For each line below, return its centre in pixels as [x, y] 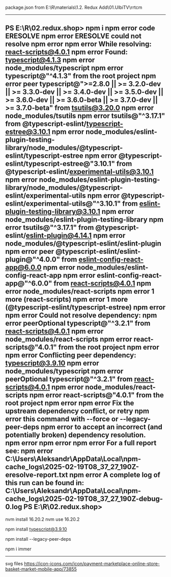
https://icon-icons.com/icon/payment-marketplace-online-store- [92, 563]
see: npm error [29, 451]
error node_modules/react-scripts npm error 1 [80, 291]
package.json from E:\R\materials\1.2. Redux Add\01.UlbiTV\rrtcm [74, 7]
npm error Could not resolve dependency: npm [81, 315]
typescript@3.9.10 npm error [52, 363]
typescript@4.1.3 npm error [50, 60]
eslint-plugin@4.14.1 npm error [76, 236]
